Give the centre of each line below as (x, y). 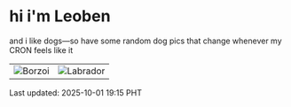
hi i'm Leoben (60, 16)
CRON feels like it (41, 50)
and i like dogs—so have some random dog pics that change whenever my (145, 41)
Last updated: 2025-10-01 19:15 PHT (75, 92)
